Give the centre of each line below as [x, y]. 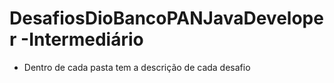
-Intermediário [82, 39]
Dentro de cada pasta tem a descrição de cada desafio [137, 67]
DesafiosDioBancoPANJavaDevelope [166, 18]
